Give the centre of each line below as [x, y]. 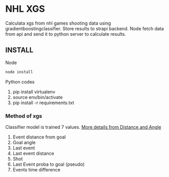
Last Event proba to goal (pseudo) [49, 164]
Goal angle [24, 142]
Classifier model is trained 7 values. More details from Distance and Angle [83, 127]
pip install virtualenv [34, 92]
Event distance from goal [39, 137]
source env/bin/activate [38, 97]
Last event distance [34, 153]
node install [19, 72]
